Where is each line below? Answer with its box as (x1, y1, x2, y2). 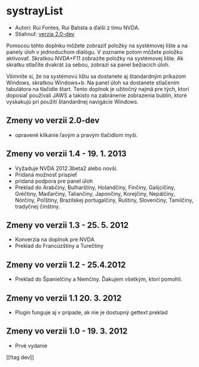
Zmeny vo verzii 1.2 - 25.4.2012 (6, 259, 126, 270)
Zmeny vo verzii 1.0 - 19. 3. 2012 (6, 326, 128, 336)
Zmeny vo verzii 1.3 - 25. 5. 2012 (6, 220, 129, 230)
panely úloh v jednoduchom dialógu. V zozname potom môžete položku (6, 48, 183, 55)
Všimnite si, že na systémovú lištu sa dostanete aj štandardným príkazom (6, 72, 186, 80)
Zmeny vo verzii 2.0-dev (6, 116, 100, 126)
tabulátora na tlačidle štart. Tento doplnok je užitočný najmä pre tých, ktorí (6, 85, 189, 92)
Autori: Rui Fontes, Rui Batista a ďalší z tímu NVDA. (14, 24, 140, 31)
